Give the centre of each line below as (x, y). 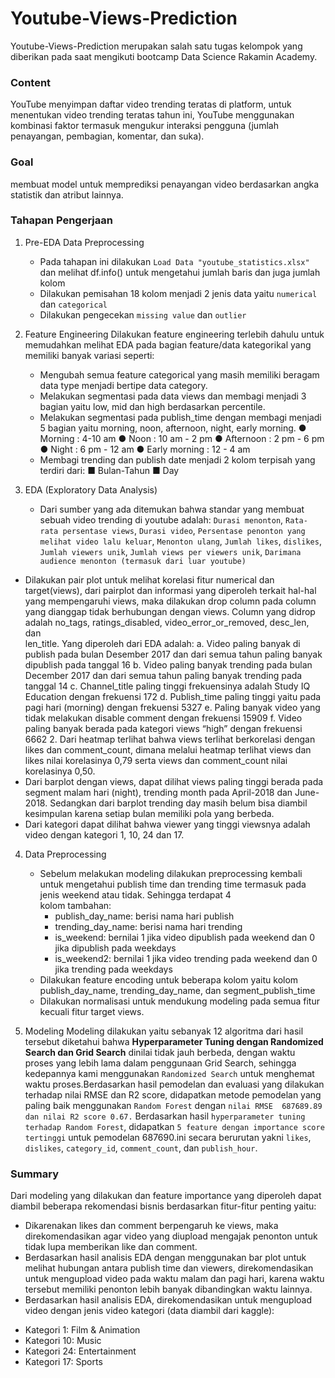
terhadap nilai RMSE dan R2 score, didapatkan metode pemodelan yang (173, 1094)
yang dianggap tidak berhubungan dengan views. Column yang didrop (170, 611)
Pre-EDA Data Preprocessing (84, 242)
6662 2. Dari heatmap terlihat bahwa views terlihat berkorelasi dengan (170, 739)
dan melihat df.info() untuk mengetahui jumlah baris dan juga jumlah (180, 272)
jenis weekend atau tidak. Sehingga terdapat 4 (135, 894)
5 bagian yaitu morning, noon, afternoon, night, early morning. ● (173, 428)
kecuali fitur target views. (92, 1011)
